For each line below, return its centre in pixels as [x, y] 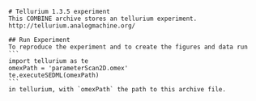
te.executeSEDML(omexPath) [54, 75]
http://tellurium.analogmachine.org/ [72, 26]
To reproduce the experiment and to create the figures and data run [128, 47]
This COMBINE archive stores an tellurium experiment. [103, 19]
